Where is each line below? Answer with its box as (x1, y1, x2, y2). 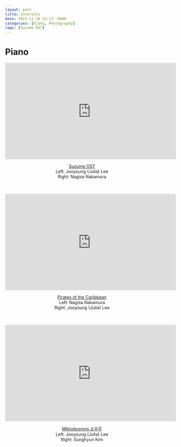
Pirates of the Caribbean (57, 294, 107, 300)
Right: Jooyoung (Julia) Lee (54, 305, 110, 311)
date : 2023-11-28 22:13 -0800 (5, 16, 67, 21)
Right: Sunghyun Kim (60, 437, 103, 443)
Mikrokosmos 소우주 (61, 426, 102, 432)
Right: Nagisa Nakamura (58, 174, 106, 180)
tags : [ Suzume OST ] (5, 25, 45, 30)
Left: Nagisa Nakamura (59, 300, 105, 306)
